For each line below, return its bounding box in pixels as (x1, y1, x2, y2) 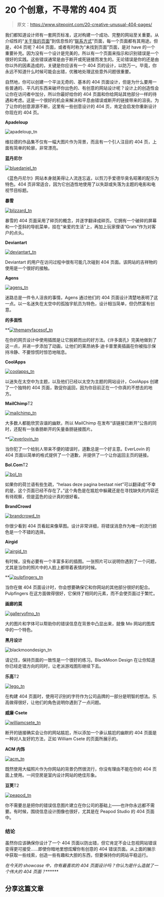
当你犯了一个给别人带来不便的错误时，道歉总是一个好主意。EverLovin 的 (5, 446, 150, 452)
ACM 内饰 (5, 746, 25, 752)
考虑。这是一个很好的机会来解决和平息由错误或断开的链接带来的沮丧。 (13, 97, 155, 103)
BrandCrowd (5, 503, 32, 509)
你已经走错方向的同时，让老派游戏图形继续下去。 (5, 663, 103, 669)
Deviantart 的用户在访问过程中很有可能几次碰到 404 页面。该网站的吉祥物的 (5, 259, 158, 265)
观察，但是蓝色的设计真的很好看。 (13, 493, 82, 499)
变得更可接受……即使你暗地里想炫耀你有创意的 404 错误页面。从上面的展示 (5, 846, 156, 852)
